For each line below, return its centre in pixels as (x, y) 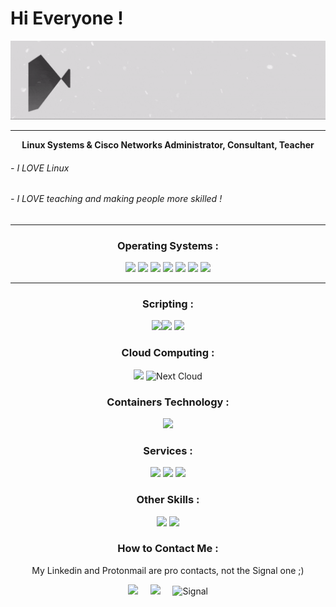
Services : (168, 450)
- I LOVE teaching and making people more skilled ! (116, 199)
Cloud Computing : (168, 353)
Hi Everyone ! (67, 18)
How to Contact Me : (168, 549)
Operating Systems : (168, 245)
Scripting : (168, 304)
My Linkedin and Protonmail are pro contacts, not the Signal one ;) (168, 570)
